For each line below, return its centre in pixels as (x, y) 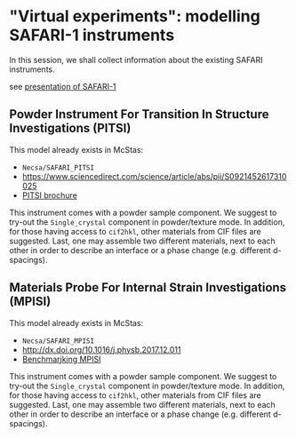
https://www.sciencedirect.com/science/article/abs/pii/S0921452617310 (154, 176)
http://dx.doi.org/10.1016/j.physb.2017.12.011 (101, 349)
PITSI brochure (49, 195)
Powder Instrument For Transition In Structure (139, 114)
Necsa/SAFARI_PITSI (58, 167)
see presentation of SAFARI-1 (63, 86)
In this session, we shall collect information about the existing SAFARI (136, 60)
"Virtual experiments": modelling (135, 16)
